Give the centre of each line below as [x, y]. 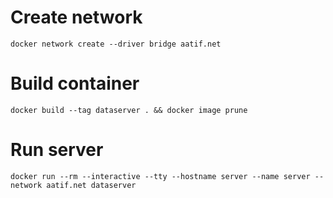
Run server [57, 150]
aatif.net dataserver [91, 185]
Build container [75, 83]
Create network [76, 17]
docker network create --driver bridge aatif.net [116, 44]
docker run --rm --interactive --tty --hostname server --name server [160, 176]
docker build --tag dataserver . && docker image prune [129, 110]
